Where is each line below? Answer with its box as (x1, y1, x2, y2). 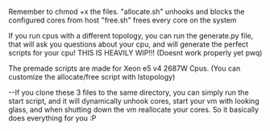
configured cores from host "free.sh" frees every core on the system (8, 15, 237, 25)
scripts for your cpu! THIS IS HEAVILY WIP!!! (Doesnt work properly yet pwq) (8, 48, 263, 57)
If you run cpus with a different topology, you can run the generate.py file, (8, 31, 254, 40)
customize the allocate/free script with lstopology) (8, 72, 176, 81)
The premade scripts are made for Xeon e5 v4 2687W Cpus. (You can (8, 63, 241, 73)
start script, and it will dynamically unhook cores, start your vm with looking (8, 96, 260, 105)
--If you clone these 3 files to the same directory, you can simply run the (8, 88, 249, 97)
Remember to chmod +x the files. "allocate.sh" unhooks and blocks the (8, 7, 245, 16)
